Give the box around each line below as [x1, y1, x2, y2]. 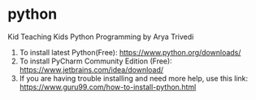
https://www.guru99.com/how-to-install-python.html [19, 82, 197, 92]
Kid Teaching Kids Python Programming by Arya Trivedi [7, 32, 194, 41]
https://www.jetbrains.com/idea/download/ [19, 64, 164, 74]
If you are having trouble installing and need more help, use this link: [19, 73, 249, 83]
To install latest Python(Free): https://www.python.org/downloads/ [19, 47, 241, 57]
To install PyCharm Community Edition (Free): [19, 56, 172, 66]
